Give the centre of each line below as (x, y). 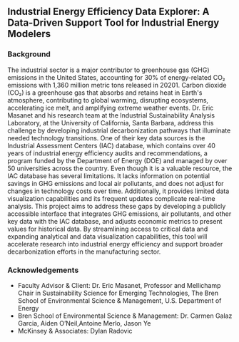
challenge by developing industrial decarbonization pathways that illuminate (119, 130)
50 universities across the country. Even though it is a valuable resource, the (120, 168)
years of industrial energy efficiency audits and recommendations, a (108, 153)
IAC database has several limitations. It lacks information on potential (109, 176)
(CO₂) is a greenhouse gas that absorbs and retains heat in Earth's (105, 93)
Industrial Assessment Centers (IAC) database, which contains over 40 (112, 145)
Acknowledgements (43, 270)
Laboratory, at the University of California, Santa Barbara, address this (111, 123)
